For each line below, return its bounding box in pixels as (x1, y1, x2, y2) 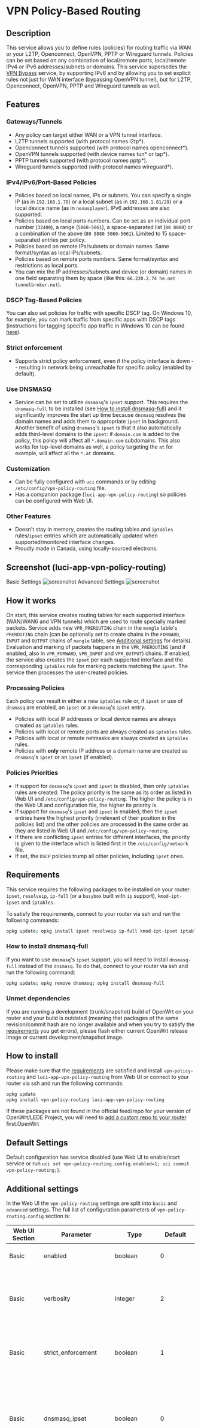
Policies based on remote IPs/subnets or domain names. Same (14, 242, 169, 249)
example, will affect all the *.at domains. (14, 449, 115, 456)
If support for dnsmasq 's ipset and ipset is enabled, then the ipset (14, 808, 178, 815)
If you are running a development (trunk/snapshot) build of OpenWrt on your (6, 1008, 194, 1015)
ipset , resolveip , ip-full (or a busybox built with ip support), (6, 892, 157, 899)
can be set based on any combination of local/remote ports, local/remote (6, 57, 187, 64)
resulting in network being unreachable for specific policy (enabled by (19, 363, 192, 371)
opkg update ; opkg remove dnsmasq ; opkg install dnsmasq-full (6, 980, 165, 986)
